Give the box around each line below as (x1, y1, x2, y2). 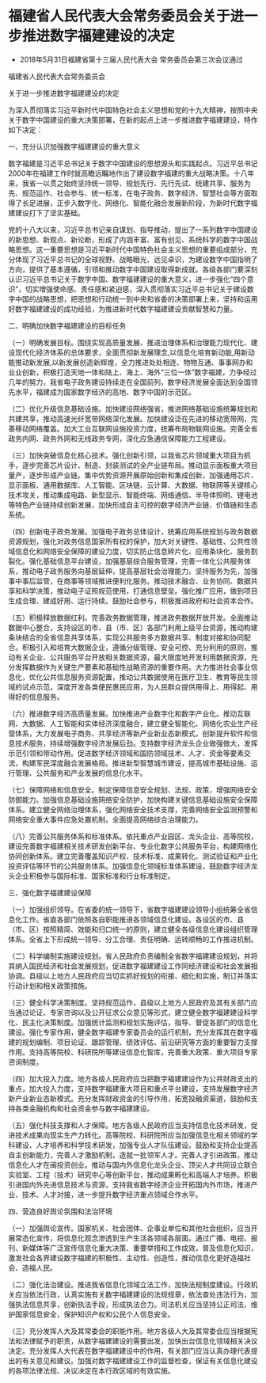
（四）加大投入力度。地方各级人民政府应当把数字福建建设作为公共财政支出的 (8, 1073, 258, 1083)
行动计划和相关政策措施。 (8, 981, 92, 990)
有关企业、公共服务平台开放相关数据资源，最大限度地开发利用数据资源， (14, 652, 251, 662)
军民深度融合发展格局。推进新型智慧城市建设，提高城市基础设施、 (35, 758, 251, 768)
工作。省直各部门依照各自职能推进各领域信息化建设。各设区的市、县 (21, 914, 244, 924)
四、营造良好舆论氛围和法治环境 (8, 1206, 112, 1216)
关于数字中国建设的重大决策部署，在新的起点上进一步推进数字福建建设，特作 (8, 115, 258, 124)
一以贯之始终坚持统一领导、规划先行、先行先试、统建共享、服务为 (35, 178, 251, 188)
